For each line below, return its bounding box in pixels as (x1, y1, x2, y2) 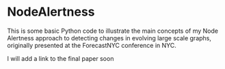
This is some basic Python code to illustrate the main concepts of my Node (7, 27, 219, 35)
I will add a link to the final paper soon (7, 54, 114, 62)
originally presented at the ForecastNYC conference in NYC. (7, 41, 176, 49)
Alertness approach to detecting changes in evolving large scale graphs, (7, 33, 212, 42)
